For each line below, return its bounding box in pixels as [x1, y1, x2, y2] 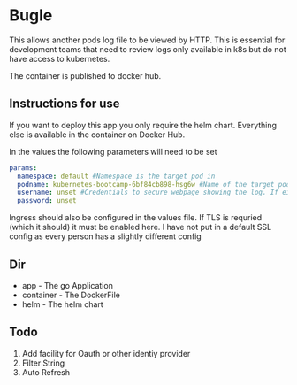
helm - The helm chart [21, 298, 103, 310]
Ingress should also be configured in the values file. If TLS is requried [9, 212, 263, 223]
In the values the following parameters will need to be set [9, 146, 218, 157]
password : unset [17, 196, 77, 205]
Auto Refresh [21, 366, 71, 377]
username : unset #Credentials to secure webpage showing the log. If [17, 188, 278, 197]
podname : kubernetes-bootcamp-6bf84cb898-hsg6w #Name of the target [17, 180, 275, 189]
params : [9, 163, 38, 173]
